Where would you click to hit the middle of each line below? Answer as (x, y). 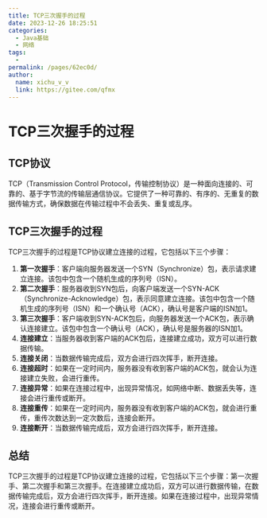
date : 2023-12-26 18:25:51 (53, 23)
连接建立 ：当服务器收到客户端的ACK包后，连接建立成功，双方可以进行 (135, 338)
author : (21, 75)
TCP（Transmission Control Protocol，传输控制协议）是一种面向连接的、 (127, 184)
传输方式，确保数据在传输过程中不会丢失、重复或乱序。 (105, 204)
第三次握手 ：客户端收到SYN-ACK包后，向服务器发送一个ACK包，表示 (133, 318)
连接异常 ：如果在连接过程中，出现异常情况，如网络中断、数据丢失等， (135, 388)
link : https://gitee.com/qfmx (65, 90)
